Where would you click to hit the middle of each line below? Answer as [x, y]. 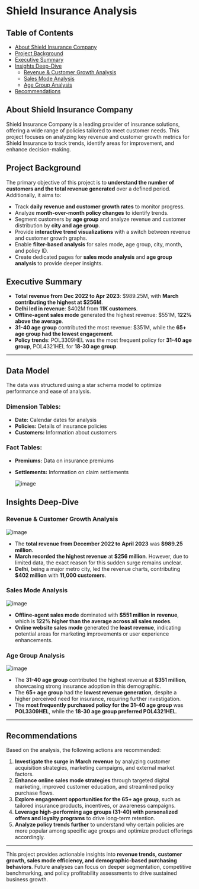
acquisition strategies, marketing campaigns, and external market [94, 767]
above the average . [39, 321]
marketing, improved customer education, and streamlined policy [94, 786]
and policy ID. [31, 250]
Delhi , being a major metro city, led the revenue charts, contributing [97, 569]
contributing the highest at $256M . [59, 302]
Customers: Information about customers [66, 432]
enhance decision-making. [39, 149]
